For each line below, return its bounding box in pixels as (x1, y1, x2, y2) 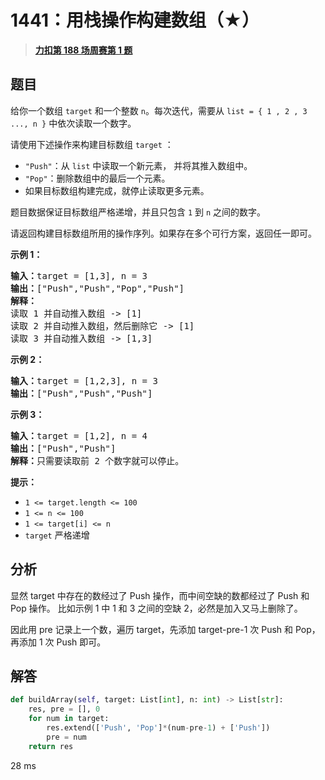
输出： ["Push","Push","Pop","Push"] (10, 282, 185, 294)
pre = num (46, 732, 87, 742)
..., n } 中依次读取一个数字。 (10, 117, 137, 129)
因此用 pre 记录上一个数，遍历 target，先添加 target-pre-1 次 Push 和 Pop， (10, 623, 321, 635)
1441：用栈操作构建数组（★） (10, 9, 260, 32)
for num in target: (28, 714, 110, 724)
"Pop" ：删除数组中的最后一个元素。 (24, 172, 171, 184)
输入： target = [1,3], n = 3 (10, 270, 148, 281)
